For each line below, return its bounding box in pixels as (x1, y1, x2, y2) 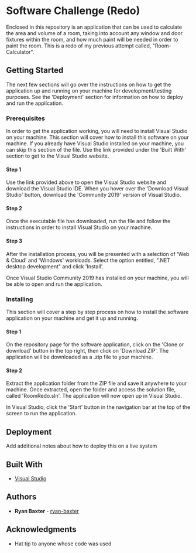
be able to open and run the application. (6, 280, 102, 288)
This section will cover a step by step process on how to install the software (6, 308, 189, 315)
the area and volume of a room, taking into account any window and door (6, 29, 183, 36)
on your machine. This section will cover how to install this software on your (6, 134, 189, 141)
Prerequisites (6, 114, 45, 122)
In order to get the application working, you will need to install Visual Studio (6, 128, 188, 135)
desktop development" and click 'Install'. (6, 262, 104, 270)
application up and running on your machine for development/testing (6, 87, 172, 94)
